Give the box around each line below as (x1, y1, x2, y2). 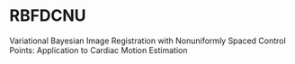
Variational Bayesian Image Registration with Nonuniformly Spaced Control (9, 35, 286, 46)
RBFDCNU (9, 5, 87, 26)
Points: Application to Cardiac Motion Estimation (9, 44, 188, 55)
